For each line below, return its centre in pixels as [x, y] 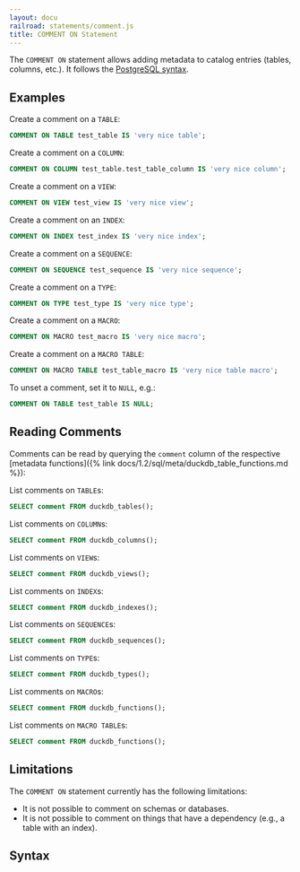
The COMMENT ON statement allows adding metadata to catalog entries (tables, [150, 60]
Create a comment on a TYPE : [63, 287]
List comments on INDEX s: [57, 591]
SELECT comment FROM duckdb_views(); [80, 574]
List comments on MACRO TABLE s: [69, 725]
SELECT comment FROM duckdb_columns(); [84, 540]
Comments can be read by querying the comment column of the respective [145, 453]
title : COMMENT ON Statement [64, 34]
